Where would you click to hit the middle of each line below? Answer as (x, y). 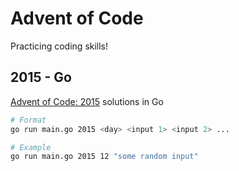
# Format (28, 120)
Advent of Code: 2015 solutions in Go (87, 101)
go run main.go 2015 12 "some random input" (104, 157)
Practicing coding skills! (59, 46)
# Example (31, 147)
